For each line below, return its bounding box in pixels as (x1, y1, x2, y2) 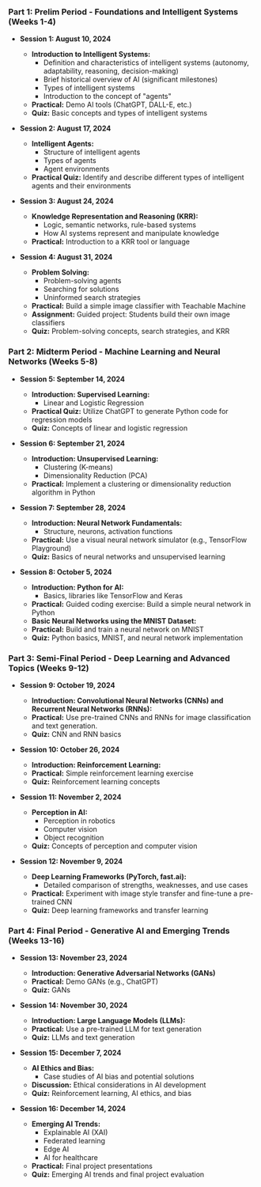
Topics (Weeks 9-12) (8, 662, 89, 673)
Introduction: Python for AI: (31, 582, 124, 592)
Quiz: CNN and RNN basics (31, 729, 122, 738)
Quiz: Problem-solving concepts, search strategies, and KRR (31, 327, 230, 336)
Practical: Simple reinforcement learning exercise (31, 768, 194, 778)
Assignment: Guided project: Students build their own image (31, 309, 231, 319)
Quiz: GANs (31, 985, 71, 995)
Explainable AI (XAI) (43, 1128, 108, 1137)
